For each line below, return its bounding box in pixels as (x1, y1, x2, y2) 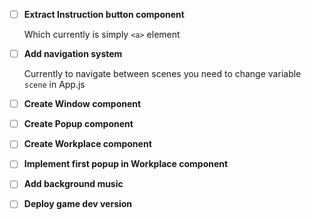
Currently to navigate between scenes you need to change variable (23, 68, 302, 80)
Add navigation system (23, 48, 123, 60)
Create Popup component (23, 118, 134, 130)
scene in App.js (23, 79, 86, 91)
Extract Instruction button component (23, 9, 185, 20)
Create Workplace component (23, 138, 152, 150)
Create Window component (23, 98, 142, 110)
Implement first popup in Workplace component (23, 158, 229, 170)
